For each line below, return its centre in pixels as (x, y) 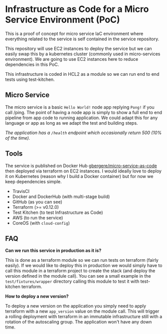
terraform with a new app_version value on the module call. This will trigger (82, 311)
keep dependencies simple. (34, 181)
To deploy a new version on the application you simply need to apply (76, 306)
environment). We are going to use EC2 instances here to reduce (72, 59)
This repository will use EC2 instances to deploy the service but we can (79, 48)
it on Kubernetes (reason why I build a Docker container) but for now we (79, 176)
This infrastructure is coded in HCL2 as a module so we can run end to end (82, 74)
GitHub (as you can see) (37, 202)
